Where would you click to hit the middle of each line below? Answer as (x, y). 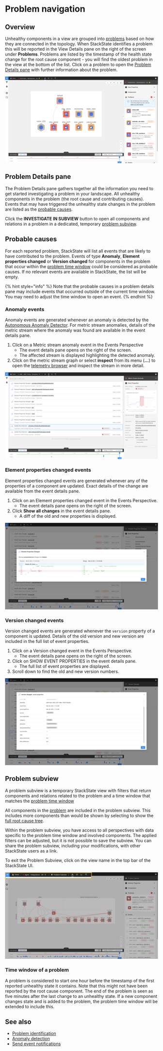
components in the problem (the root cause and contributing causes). (74, 199)
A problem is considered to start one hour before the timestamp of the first (80, 980)
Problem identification (34, 1033)
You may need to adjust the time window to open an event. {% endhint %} (79, 296)
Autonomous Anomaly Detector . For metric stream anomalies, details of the (80, 325)
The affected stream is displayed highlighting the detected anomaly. (87, 355)
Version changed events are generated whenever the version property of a (80, 631)
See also (18, 1022)
